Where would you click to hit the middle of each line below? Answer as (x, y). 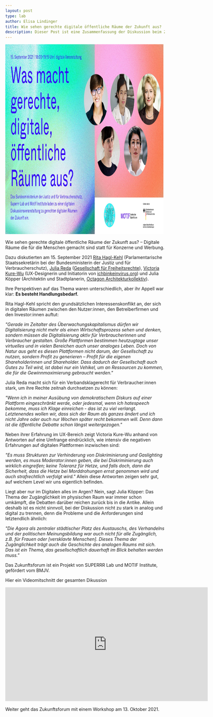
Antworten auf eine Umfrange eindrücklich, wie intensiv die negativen (78, 440)
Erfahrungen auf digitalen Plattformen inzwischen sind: (62, 445)
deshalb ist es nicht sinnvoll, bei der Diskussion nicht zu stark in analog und (84, 508)
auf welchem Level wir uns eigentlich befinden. (54, 482)
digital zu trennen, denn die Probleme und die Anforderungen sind (74, 513)
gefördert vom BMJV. (28, 571)
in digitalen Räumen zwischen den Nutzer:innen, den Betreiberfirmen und (82, 309)
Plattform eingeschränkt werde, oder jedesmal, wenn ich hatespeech (77, 403)
